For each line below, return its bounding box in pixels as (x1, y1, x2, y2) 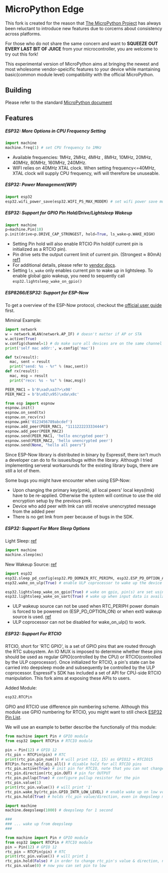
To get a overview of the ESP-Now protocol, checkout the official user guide (5, 302, 162, 308)
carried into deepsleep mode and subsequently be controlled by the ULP (5, 664, 155, 670)
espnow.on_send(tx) (5, 410, 46, 415)
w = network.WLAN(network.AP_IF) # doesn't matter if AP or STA (5, 332, 142, 337)
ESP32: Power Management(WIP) (5, 182, 77, 188)
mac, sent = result (9, 360, 50, 365)
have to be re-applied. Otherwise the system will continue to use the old (12, 492, 161, 498)
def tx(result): (5, 355, 39, 360)
